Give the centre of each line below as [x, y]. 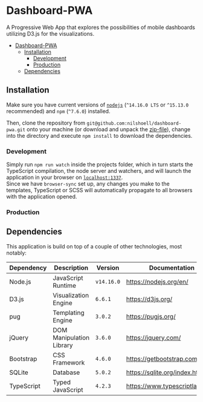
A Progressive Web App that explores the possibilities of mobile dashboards [101, 27]
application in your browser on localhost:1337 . [65, 177]
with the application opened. [42, 196]
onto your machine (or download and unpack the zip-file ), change [109, 129]
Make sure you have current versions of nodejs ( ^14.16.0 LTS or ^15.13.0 [98, 105]
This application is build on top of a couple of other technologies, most [94, 246]
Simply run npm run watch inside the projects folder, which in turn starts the [100, 164]
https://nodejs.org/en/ [157, 282]
